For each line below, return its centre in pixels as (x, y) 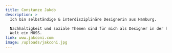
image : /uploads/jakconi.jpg (36, 43)
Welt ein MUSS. (26, 33)
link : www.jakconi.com (29, 38)
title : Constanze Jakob (31, 10)
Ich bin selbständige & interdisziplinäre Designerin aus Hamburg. (83, 19)
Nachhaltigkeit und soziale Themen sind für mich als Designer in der (87, 28)
